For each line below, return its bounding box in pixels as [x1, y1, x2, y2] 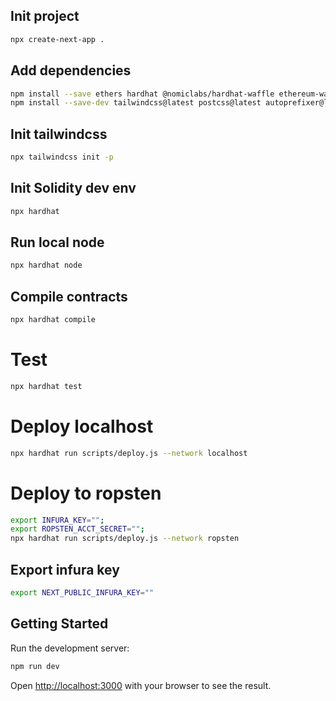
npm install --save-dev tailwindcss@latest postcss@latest [10, 98, 262, 108]
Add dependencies [10, 62, 132, 79]
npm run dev [10, 661, 60, 671]
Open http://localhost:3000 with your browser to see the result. [10, 679, 272, 691]
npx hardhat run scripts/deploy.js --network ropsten [10, 534, 240, 544]
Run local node [10, 234, 105, 251]
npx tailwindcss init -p [10, 152, 114, 163]
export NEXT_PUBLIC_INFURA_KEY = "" [10, 588, 155, 598]
